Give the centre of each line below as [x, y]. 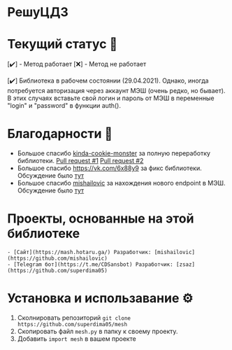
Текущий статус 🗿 [63, 44]
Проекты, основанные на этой [101, 219]
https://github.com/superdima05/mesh [72, 324]
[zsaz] [186, 265]
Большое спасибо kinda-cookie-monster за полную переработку [114, 153]
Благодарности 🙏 [60, 134]
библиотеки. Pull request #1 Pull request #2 [80, 161]
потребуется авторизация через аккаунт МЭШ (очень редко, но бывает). [116, 91]
